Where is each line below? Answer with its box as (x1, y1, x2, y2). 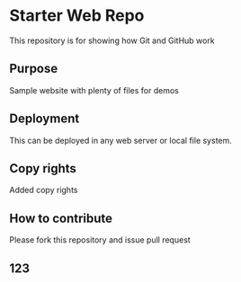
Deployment (9, 111, 80, 127)
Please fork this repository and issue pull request (9, 234, 191, 245)
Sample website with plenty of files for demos (9, 84, 180, 95)
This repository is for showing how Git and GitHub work (9, 35, 215, 46)
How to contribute (9, 210, 113, 225)
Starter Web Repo (9, 5, 145, 26)
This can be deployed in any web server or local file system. (9, 135, 232, 145)
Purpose (9, 61, 58, 76)
